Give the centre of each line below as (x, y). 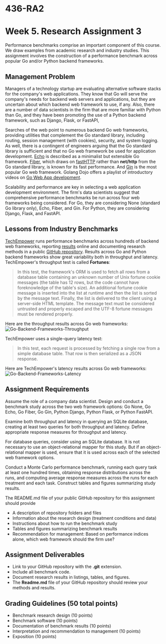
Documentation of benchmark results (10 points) (62, 626)
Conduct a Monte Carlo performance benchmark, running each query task (81, 467)
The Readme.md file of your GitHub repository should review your (80, 582)
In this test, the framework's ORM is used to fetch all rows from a (83, 272)
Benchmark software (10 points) (45, 621)
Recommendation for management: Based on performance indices (80, 534)
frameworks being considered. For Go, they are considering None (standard (83, 203)
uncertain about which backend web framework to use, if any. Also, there (80, 104)
